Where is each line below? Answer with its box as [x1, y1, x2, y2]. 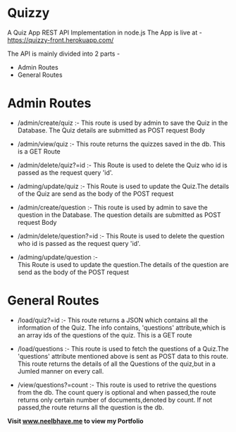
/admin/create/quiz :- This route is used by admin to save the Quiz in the [17, 118, 228, 127]
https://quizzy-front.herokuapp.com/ [7, 35, 114, 44]
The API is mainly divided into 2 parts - [7, 49, 120, 58]
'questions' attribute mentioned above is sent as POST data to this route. [17, 352, 229, 360]
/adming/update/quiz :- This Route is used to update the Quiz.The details [17, 182, 230, 190]
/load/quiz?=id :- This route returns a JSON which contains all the [17, 316, 209, 324]
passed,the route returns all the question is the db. [17, 403, 164, 412]
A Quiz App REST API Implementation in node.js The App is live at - [7, 28, 202, 37]
